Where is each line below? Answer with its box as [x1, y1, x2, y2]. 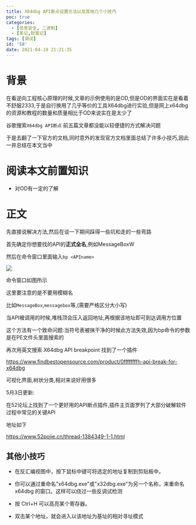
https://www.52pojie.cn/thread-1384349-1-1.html [6, 433, 125, 440]
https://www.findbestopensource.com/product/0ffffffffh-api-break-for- [6, 358, 178, 365]
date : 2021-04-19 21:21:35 [6, 47, 72, 53]
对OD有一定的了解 [14, 184, 59, 191]
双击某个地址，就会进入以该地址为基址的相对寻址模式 [14, 513, 144, 520]
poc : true [6, 14, 31, 20]
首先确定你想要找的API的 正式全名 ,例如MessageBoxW [6, 240, 135, 247]
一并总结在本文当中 [6, 142, 53, 149]
